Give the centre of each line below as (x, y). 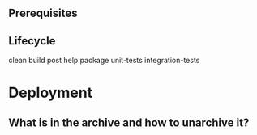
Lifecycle (32, 41)
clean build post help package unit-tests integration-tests (104, 61)
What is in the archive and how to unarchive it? (129, 122)
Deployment (51, 93)
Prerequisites (43, 13)
